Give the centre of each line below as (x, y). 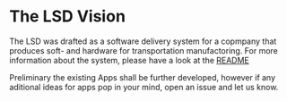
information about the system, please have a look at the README (129, 60)
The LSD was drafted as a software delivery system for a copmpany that (143, 41)
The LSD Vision (67, 17)
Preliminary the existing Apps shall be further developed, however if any (143, 77)
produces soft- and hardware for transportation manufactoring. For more (143, 50)
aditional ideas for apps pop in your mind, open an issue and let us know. (144, 87)
